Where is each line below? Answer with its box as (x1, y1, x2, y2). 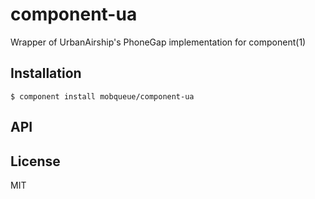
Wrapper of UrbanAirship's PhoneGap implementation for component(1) (10, 36, 307, 48)
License (10, 153, 61, 170)
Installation (10, 65, 82, 82)
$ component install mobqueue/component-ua (10, 91, 195, 102)
